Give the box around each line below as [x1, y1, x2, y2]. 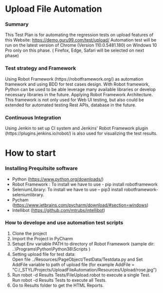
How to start [5, 147, 56, 159]
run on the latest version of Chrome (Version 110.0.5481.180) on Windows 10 [5, 42, 157, 48]
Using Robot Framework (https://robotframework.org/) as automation [5, 76, 144, 82]
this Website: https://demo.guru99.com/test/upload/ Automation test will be [5, 37, 157, 43]
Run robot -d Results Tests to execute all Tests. [12, 277, 107, 283]
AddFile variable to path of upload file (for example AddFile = [12, 261, 135, 267]
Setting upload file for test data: [12, 251, 76, 257]
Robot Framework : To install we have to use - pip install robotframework [12, 181, 158, 187]
